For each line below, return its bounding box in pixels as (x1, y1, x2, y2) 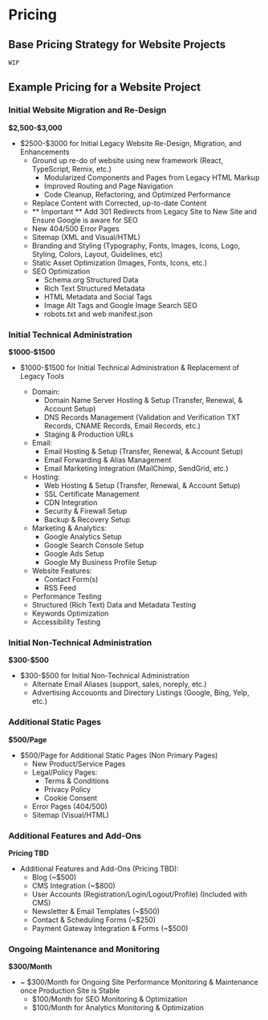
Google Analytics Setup (43, 531, 122, 541)
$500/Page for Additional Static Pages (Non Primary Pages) (19, 750, 218, 760)
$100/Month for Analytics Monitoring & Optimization (31, 1003, 205, 1013)
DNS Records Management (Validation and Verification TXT (43, 412, 241, 422)
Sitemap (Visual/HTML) (31, 810, 110, 819)
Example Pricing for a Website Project (8, 80, 201, 94)
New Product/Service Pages (31, 758, 126, 768)
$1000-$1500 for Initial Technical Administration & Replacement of (19, 363, 240, 372)
